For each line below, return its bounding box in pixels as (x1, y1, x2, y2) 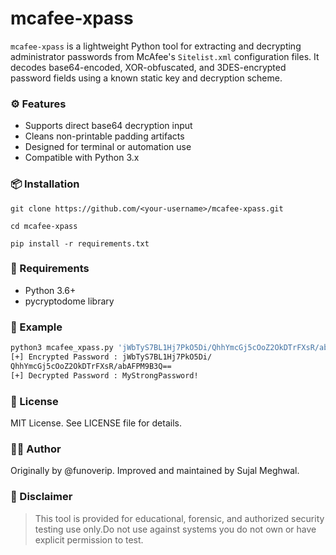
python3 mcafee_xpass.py (10, 343, 114, 353)
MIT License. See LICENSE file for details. (10, 417, 182, 429)
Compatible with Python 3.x (24, 152, 140, 164)
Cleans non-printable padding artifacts (24, 130, 185, 142)
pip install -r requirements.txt (10, 238, 150, 249)
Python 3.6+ (24, 284, 77, 296)
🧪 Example (10, 320, 63, 334)
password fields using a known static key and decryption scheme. (10, 72, 283, 84)
